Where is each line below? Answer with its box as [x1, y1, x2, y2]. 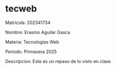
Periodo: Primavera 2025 [5, 48, 57, 54]
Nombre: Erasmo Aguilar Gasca [5, 29, 70, 35]
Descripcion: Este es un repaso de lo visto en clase [5, 58, 111, 64]
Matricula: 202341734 [5, 19, 51, 25]
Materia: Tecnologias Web [5, 38, 59, 45]
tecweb [5, 3, 37, 14]
